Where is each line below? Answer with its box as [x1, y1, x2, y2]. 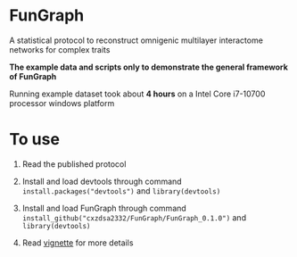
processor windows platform [9, 97, 115, 108]
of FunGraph [9, 70, 57, 81]
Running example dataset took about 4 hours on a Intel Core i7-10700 [9, 88, 266, 99]
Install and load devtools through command [21, 176, 182, 187]
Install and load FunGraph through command [21, 203, 187, 213]
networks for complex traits [9, 44, 111, 54]
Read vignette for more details [21, 237, 134, 248]
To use [9, 129, 61, 150]
